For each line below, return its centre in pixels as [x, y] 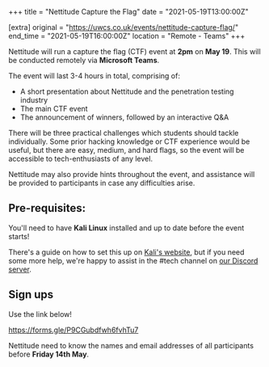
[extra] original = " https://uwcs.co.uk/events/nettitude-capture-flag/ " [124, 27]
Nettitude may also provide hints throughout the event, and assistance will [132, 174]
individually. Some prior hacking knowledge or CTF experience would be [129, 141]
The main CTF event [54, 109]
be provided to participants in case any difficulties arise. [102, 183]
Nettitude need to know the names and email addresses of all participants [131, 345]
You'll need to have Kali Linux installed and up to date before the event [126, 228]
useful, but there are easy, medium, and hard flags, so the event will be [126, 150]
